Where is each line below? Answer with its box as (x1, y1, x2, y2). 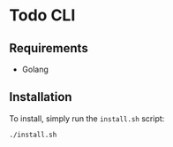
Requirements (9, 41, 88, 56)
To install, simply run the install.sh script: (9, 112, 165, 124)
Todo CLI (9, 5, 76, 26)
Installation (9, 89, 72, 104)
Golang (21, 64, 49, 74)
